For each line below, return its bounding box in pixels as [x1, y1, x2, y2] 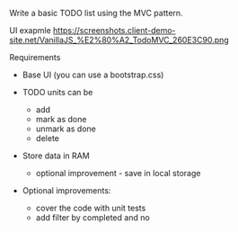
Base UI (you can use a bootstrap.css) [22, 69, 164, 80]
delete [35, 133, 60, 143]
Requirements [9, 52, 61, 62]
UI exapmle [9, 25, 51, 35]
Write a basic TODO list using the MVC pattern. [9, 8, 183, 18]
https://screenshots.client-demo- [52, 25, 177, 35]
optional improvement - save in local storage [35, 168, 201, 178]
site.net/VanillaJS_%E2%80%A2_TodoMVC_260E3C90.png [9, 35, 229, 45]
